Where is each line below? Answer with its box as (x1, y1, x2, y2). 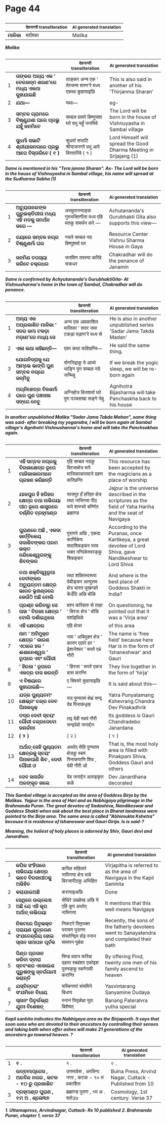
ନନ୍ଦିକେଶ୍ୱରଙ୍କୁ (19, 552, 51, 559)
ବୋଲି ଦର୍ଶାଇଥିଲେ (19, 614, 55, 621)
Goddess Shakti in (108, 584, 151, 591)
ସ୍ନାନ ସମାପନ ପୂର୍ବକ (15, 939, 55, 946)
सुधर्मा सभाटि (66, 137, 89, 144)
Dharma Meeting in (109, 146, 154, 153)
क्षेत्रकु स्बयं (66, 750, 85, 757)
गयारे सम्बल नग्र (65, 234, 92, 241)
